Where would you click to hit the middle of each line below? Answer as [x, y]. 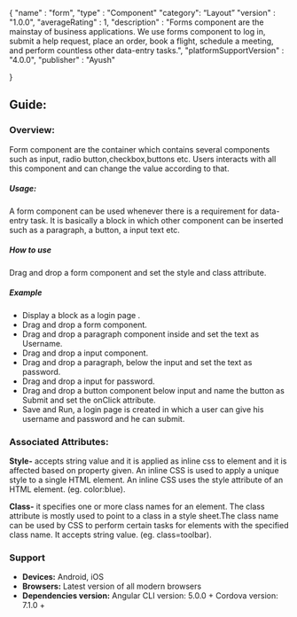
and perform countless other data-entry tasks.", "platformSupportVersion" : [147, 51]
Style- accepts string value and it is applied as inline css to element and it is [148, 461]
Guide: [28, 105]
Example [26, 293]
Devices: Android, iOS [63, 577]
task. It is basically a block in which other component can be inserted [157, 220]
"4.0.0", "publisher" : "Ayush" [62, 60]
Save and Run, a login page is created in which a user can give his [143, 409]
